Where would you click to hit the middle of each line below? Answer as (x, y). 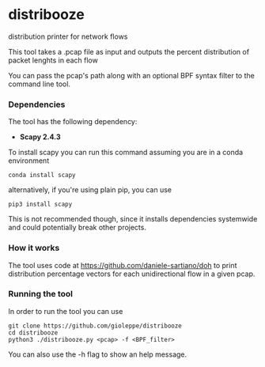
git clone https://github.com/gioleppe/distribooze (95, 326)
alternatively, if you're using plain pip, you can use (90, 190)
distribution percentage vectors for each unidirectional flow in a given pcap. (132, 274)
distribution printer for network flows (68, 36)
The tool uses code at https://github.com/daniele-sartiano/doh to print (123, 265)
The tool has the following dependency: (73, 122)
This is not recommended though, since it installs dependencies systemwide (133, 219)
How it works (34, 248)
